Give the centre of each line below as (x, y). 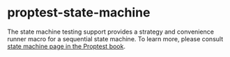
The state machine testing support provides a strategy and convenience (111, 32)
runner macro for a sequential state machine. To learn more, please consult (115, 38)
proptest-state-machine (79, 13)
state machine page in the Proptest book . (66, 46)
